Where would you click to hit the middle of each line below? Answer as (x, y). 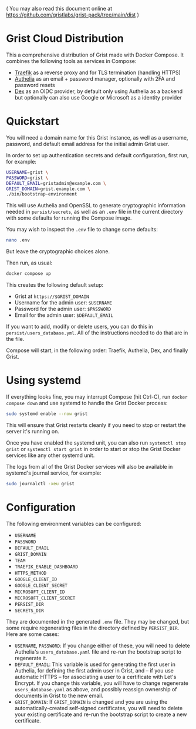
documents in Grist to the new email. (59, 695)
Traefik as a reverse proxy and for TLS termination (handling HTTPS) (97, 72)
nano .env (18, 240)
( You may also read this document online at (59, 9)
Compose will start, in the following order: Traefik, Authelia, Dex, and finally (97, 350)
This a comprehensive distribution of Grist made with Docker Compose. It (95, 55)
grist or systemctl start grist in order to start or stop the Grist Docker (93, 449)
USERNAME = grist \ (27, 172)
